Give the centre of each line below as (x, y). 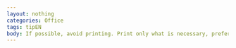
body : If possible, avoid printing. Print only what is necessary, (108, 34)
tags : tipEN (24, 27)
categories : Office (35, 20)
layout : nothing (30, 14)
